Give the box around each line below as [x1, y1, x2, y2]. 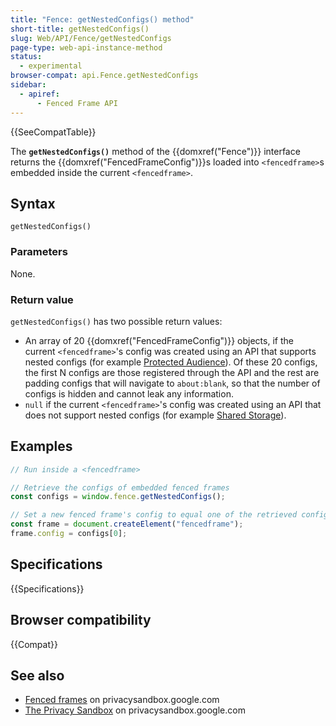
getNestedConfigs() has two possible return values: [10, 315, 223, 327]
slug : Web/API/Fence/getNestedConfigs [10, 33, 172, 43]
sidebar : [10, 80, 47, 90]
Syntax [10, 195, 56, 212]
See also [10, 667, 65, 684]
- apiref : [19, 89, 60, 99]
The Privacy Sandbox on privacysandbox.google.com [24, 704, 246, 716]
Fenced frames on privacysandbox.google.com [24, 694, 220, 706]
